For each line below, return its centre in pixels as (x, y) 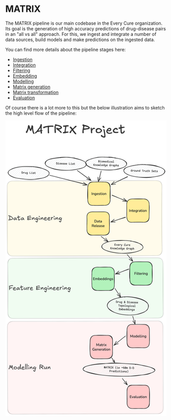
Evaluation (24, 98)
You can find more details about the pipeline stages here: (66, 49)
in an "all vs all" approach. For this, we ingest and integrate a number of (81, 34)
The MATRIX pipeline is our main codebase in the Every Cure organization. (84, 23)
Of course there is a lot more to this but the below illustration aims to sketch (85, 107)
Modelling (23, 81)
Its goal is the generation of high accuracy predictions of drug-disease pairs (86, 28)
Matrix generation (31, 87)
